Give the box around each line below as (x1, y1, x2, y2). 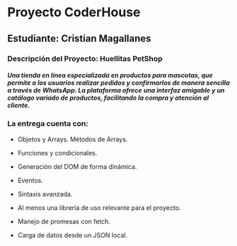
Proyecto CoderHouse (7, 4, 141, 20)
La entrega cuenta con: (7, 119, 88, 129)
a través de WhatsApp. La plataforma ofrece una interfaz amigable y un (7, 86, 225, 95)
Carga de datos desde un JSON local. (17, 230, 128, 239)
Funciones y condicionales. (17, 148, 98, 157)
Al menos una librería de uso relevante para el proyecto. (17, 203, 181, 212)
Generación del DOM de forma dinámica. (17, 162, 137, 170)
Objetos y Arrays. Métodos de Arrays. (17, 135, 128, 143)
